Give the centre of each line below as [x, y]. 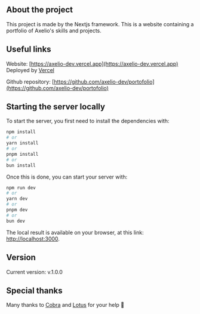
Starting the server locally [56, 107]
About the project [40, 10]
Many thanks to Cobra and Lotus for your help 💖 [65, 305]
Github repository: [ [30, 81]
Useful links [29, 49]
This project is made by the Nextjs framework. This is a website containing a [100, 24]
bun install [21, 165]
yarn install [22, 143]
